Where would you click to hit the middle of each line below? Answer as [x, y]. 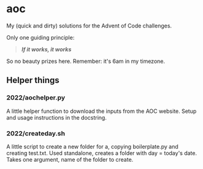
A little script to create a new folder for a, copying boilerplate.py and [93, 146]
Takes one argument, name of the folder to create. [70, 159]
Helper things [33, 80]
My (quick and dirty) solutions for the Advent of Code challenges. [89, 26]
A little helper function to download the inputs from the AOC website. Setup [101, 111]
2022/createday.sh [36, 133]
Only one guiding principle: [40, 37]
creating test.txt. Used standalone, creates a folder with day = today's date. [102, 153]
